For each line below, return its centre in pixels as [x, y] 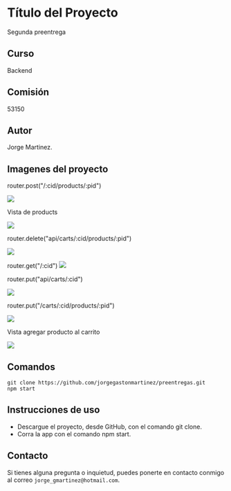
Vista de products [33, 212]
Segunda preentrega [37, 32]
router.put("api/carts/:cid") [45, 279]
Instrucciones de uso [54, 410]
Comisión [28, 92]
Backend [20, 70]
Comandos [31, 367]
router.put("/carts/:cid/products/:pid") [61, 305]
